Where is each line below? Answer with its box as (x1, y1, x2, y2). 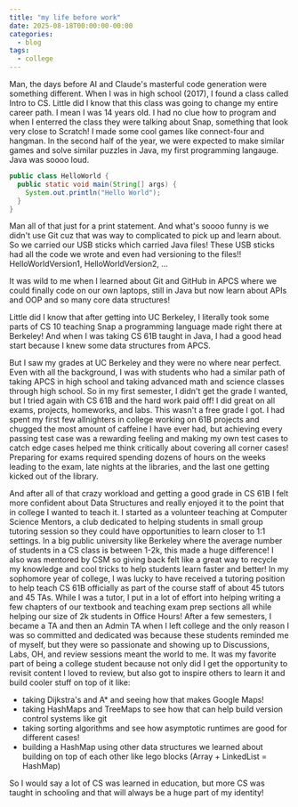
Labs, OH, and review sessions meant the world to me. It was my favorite (9, 649, 277, 659)
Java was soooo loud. (9, 155, 90, 165)
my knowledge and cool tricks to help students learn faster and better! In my (9, 564, 289, 575)
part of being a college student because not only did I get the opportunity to (9, 658, 288, 669)
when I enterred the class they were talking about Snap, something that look (9, 117, 289, 127)
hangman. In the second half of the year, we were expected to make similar (9, 135, 285, 146)
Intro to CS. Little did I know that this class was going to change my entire (9, 98, 278, 108)
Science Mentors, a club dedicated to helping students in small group (9, 517, 264, 528)
